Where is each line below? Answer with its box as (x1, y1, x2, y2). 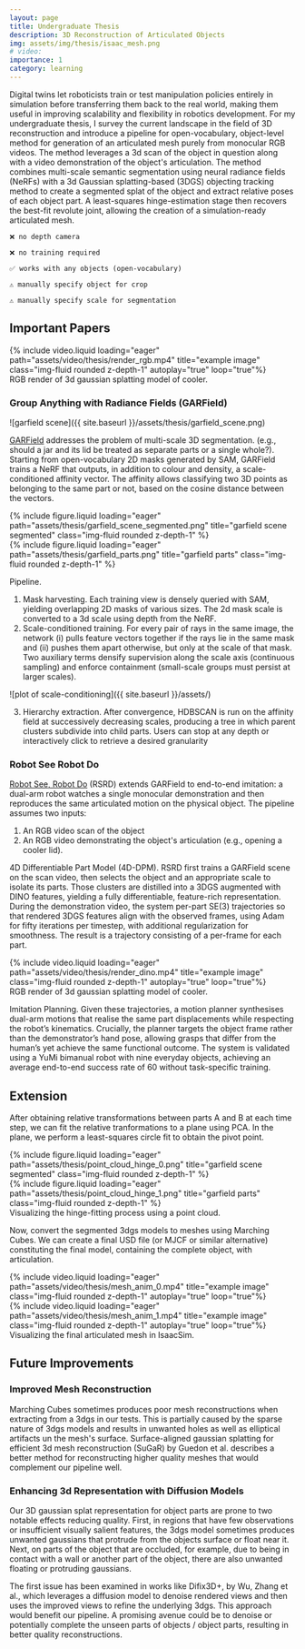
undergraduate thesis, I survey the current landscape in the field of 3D (9, 117, 272, 128)
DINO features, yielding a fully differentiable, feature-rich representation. (9, 891, 281, 902)
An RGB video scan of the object (22, 825, 145, 837)
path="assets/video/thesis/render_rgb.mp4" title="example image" (9, 354, 261, 365)
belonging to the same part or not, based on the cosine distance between (9, 483, 284, 494)
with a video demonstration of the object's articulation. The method (9, 156, 261, 167)
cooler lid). (22, 845, 64, 856)
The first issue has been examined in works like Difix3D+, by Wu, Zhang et (9, 1581, 289, 1592)
